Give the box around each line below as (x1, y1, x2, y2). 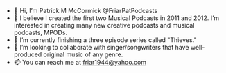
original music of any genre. (43, 50, 123, 59)
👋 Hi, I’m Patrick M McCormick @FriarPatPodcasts (13, 7, 158, 14)
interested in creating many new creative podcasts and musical (13, 21, 195, 29)
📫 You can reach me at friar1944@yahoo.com (13, 59, 147, 66)
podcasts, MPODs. (13, 28, 68, 36)
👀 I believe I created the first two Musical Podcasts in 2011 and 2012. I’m (13, 14, 220, 22)
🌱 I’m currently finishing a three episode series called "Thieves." (13, 36, 197, 44)
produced (13, 50, 42, 59)
